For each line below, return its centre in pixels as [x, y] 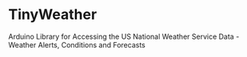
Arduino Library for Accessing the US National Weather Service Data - [124, 36]
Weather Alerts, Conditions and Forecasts [77, 44]
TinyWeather [53, 15]
